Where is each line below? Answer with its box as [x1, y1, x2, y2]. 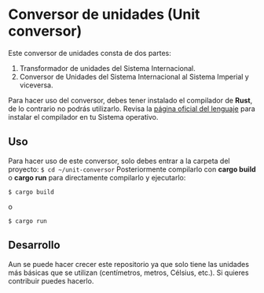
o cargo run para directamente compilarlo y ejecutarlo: [8, 172, 186, 182]
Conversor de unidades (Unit [8, 6, 200, 24]
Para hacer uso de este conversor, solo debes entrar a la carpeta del [8, 156, 230, 165]
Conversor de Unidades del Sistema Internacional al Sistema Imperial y [19, 72, 249, 81]
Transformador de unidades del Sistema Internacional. [19, 63, 196, 72]
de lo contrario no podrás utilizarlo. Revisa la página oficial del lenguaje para [8, 104, 255, 113]
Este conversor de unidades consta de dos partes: [8, 48, 171, 57]
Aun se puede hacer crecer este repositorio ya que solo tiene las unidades [8, 259, 250, 269]
